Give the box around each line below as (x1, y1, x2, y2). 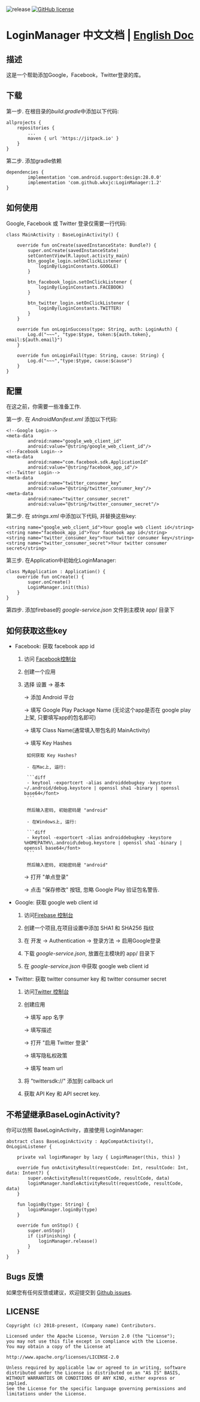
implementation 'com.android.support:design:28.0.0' (28, 174, 162, 180)
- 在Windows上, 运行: (26, 819, 77, 825)
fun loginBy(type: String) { (17, 1202, 90, 1208)
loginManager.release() (38, 1238, 98, 1245)
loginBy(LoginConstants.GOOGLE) (38, 263, 119, 269)
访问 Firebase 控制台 (23, 912, 74, 919)
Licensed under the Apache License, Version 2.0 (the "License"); (6, 1333, 175, 1339)
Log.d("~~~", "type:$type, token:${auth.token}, (28, 331, 151, 337)
